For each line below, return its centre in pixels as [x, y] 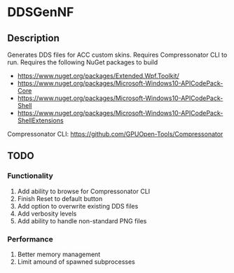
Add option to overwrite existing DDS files [78, 206]
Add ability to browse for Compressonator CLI [84, 191]
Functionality [30, 176]
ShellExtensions [41, 120]
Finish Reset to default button [60, 198]
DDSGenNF [41, 12]
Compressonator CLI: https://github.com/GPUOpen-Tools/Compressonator [115, 134]
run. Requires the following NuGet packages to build [83, 62]
